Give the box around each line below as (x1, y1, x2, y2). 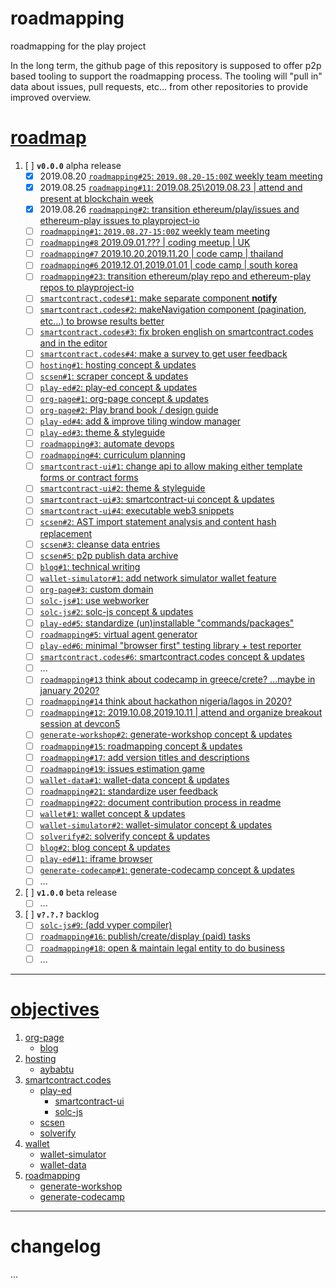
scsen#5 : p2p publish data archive (39, 549, 179, 561)
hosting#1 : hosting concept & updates (39, 358, 197, 371)
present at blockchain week (39, 193, 154, 204)
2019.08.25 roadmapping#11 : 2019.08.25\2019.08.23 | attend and (39, 181, 303, 193)
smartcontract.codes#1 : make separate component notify (39, 292, 278, 304)
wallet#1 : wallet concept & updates (39, 807, 186, 819)
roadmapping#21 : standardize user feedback (39, 785, 218, 797)
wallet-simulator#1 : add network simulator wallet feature (39, 572, 277, 584)
